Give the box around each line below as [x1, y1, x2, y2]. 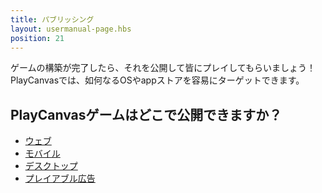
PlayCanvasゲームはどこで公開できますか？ [10, 106, 283, 123]
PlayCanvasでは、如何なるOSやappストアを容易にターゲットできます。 [10, 74, 305, 86]
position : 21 [10, 33, 65, 43]
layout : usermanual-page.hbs [10, 24, 132, 34]
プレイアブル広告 [24, 172, 96, 185]
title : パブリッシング [10, 14, 95, 25]
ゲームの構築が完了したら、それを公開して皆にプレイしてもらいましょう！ [10, 62, 317, 74]
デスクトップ [24, 160, 78, 172]
